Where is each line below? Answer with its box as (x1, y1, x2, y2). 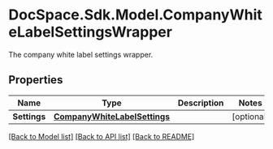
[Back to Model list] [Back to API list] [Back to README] (8, 131, 195, 141)
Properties (8, 73, 63, 87)
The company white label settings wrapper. (8, 49, 154, 59)
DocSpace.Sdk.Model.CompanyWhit (8, 6, 262, 24)
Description (177, 97, 224, 109)
